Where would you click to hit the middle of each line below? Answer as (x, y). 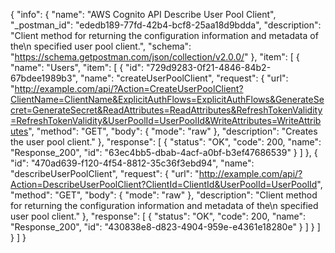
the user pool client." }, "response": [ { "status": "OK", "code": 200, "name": (166, 142)
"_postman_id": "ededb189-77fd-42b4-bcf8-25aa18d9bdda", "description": (166, 25)
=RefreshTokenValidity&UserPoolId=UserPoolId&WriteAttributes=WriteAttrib (166, 120)
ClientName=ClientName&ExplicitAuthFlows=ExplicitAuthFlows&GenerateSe (167, 99)
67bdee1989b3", (44, 78)
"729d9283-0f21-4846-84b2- (209, 67)
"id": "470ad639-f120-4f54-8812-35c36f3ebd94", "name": (132, 163)
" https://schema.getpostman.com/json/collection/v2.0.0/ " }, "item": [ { (155, 57)
